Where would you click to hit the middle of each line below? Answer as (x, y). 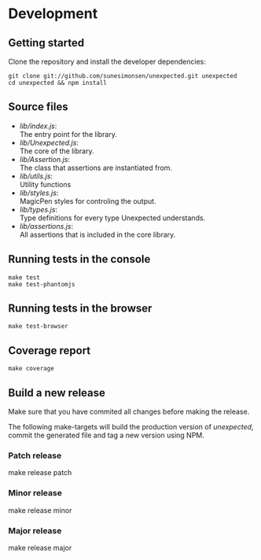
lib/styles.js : (39, 193)
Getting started (46, 43)
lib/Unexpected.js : (49, 142)
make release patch (40, 473)
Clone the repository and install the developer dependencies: (107, 61)
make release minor (40, 510)
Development (53, 14)
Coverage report (50, 350)
